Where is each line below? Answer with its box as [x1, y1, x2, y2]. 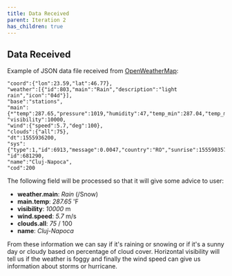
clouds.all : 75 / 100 [17, 219, 72, 228]
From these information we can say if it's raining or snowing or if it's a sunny [7, 240, 224, 248]
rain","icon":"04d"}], [7, 92, 72, 99]
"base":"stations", [7, 98, 64, 106]
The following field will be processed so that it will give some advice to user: [7, 177, 224, 185]
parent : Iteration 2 [7, 17, 67, 23]
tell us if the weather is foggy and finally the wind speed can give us [7, 255, 201, 263]
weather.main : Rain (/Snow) [17, 190, 99, 199]
